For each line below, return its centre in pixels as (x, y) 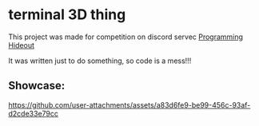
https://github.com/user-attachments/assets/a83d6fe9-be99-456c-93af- (129, 104)
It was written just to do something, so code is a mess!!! (100, 61)
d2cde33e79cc (33, 113)
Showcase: (37, 86)
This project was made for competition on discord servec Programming (126, 37)
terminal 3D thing (67, 15)
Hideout (21, 45)
